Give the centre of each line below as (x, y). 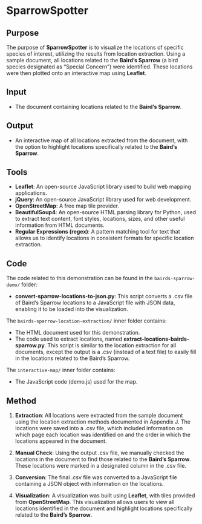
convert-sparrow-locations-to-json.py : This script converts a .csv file (104, 296)
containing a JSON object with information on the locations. (89, 484)
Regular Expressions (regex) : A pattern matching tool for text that (97, 232)
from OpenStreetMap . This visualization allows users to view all (95, 502)
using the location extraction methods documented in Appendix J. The (103, 422)
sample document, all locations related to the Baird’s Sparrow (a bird (92, 60)
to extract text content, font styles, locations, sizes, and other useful (100, 219)
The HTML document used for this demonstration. (77, 333)
